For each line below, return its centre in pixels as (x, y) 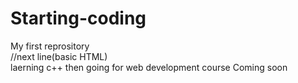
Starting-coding (78, 18)
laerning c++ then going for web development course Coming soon (149, 67)
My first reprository (50, 46)
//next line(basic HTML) (59, 56)
